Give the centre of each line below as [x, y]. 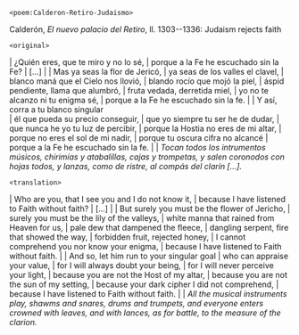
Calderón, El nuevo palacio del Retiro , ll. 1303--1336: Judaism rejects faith [145, 29]
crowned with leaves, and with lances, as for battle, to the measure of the [145, 313]
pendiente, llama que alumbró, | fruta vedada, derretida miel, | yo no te [139, 90]
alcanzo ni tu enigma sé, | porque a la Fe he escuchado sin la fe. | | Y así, [143, 100]
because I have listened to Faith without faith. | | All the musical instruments [148, 294]
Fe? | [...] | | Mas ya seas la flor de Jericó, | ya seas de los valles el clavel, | [146, 72]
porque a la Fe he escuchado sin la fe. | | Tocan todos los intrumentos [137, 147]
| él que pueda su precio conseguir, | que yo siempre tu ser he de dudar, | [144, 119]
